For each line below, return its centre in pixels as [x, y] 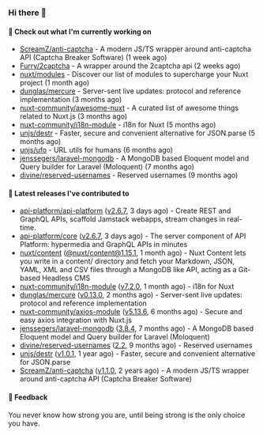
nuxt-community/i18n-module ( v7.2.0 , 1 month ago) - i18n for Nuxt [127, 286]
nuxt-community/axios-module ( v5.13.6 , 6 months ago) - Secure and [131, 312]
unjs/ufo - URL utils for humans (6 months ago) [96, 150]
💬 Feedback [28, 397]
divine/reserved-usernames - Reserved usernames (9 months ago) [129, 175]
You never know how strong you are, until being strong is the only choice [127, 415]
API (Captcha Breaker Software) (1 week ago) [93, 58]
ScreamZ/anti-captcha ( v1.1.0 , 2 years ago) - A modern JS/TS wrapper [134, 370]
